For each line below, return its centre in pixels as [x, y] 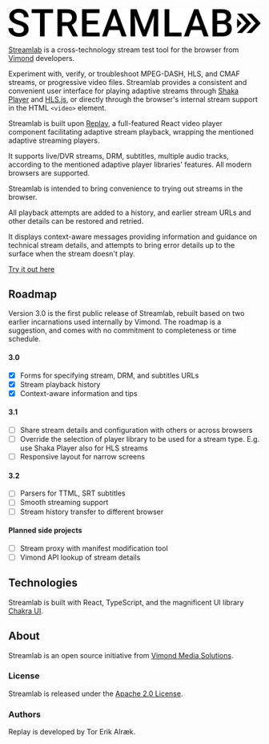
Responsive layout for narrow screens [82, 457]
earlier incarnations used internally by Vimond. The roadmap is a [115, 322]
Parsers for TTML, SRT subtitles [72, 493]
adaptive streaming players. [54, 140]
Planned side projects [45, 531]
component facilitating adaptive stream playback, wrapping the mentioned [131, 131]
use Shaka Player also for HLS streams [84, 448]
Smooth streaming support [64, 503]
